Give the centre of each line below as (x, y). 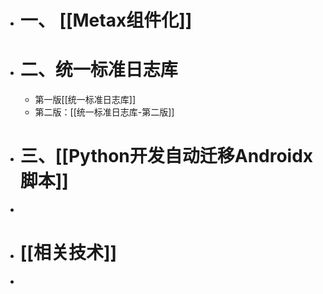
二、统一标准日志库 (98, 70)
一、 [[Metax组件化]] (106, 20)
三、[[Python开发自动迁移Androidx (166, 156)
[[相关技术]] (68, 253)
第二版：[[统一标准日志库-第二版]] (104, 112)
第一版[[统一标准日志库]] (85, 100)
